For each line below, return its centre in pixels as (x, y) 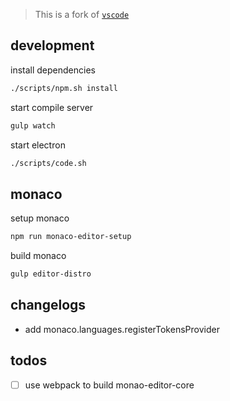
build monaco (38, 256)
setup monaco (40, 218)
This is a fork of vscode (82, 14)
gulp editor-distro (51, 274)
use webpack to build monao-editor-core (109, 385)
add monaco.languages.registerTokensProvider (122, 329)
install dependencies (53, 70)
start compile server (52, 107)
